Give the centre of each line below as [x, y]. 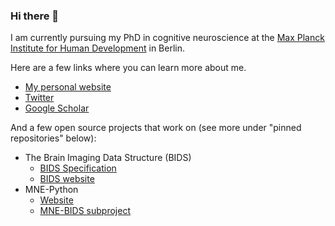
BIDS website [67, 179]
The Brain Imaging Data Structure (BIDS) [108, 158]
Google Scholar [57, 108]
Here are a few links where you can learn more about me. [128, 68]
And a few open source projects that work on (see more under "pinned [156, 128]
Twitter [39, 98]
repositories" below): [53, 138]
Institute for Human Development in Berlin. [98, 48]
